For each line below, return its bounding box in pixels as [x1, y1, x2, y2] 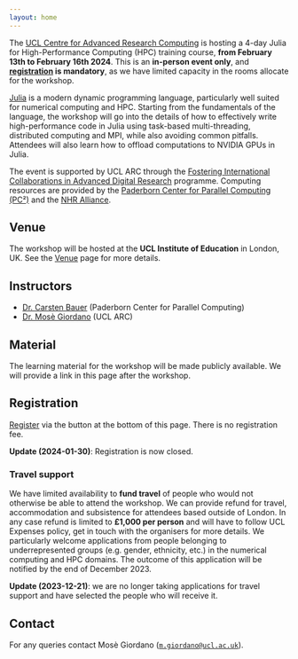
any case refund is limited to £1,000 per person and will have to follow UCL [9, 516, 286, 528]
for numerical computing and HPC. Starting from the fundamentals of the [9, 101, 277, 112]
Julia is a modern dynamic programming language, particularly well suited [9, 92, 279, 103]
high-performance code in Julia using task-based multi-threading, [9, 121, 251, 131]
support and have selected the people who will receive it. [9, 591, 218, 601]
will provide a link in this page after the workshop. [9, 370, 191, 381]
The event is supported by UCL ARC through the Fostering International [9, 166, 271, 177]
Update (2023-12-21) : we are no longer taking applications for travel [9, 581, 260, 592]
